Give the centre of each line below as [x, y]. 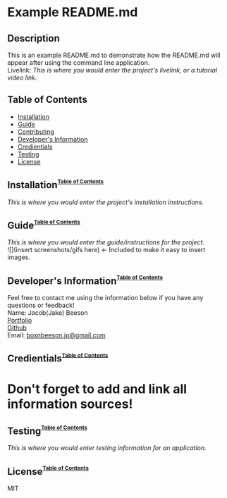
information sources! [70, 404]
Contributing [36, 132]
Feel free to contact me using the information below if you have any [105, 298]
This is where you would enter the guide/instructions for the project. [106, 242]
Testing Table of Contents [48, 430]
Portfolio [20, 320]
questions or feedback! [41, 305]
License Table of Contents [48, 471]
